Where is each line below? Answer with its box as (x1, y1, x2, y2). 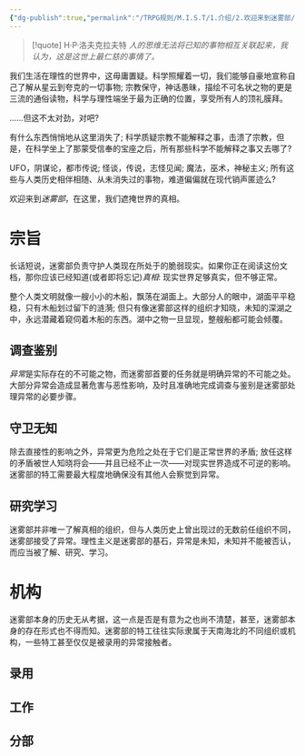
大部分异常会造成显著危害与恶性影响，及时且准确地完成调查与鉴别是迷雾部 (9, 379, 288, 391)
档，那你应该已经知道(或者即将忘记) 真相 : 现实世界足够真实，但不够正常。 (9, 271, 283, 282)
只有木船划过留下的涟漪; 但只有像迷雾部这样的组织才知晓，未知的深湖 (25, 302, 285, 313)
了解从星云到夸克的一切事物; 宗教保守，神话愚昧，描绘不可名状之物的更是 (16, 81, 293, 92)
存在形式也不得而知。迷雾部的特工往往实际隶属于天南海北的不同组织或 (25, 625, 288, 636)
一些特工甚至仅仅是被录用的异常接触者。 (25, 636, 177, 647)
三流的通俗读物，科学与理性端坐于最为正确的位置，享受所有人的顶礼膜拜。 (9, 93, 288, 104)
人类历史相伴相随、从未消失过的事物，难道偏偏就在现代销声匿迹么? (25, 174, 277, 185)
